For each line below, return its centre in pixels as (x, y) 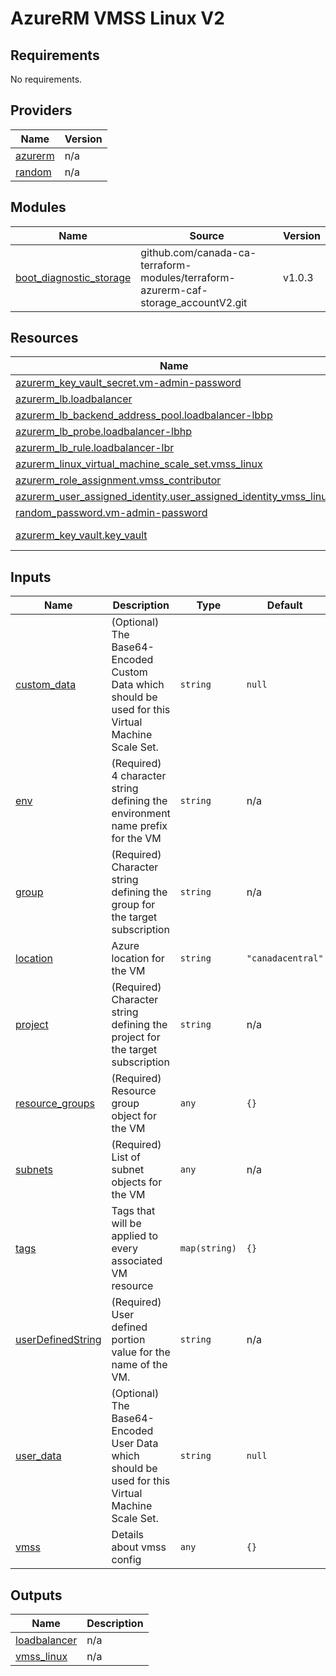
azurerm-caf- (174, 290)
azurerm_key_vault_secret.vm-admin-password (128, 383)
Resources (44, 338)
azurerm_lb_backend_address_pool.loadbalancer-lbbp (144, 415)
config (126, 1560)
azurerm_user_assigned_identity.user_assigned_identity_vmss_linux (174, 497)
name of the (139, 1365)
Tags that (133, 1211)
